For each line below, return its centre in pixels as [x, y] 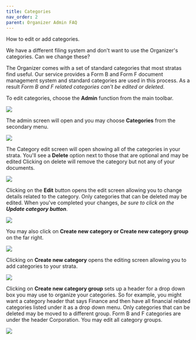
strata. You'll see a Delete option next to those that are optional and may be [97, 156]
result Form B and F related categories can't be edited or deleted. [85, 87]
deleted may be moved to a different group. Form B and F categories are [94, 314]
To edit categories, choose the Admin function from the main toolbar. [90, 98]
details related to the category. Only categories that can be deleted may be [97, 197]
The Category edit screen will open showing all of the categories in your [93, 149]
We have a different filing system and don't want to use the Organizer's [92, 51]
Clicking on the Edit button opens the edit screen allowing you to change [94, 190]
